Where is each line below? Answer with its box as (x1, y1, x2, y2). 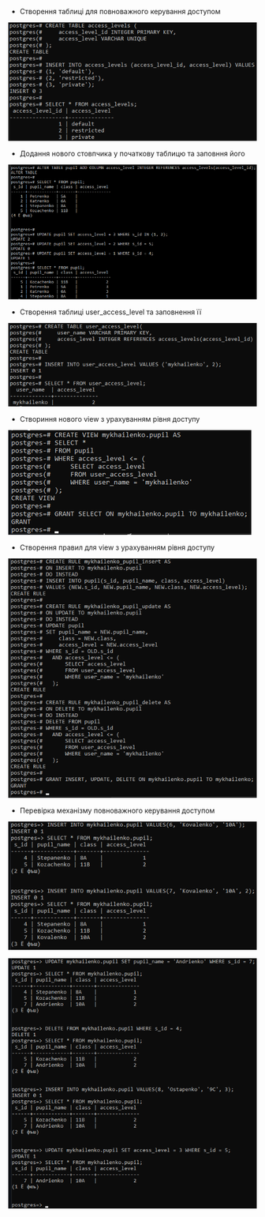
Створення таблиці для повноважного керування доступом (19, 7, 221, 16)
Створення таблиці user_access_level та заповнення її (19, 307, 202, 317)
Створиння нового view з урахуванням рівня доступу (19, 414, 200, 423)
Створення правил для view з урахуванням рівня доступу (19, 543, 215, 552)
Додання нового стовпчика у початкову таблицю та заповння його (19, 148, 246, 158)
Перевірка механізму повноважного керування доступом (19, 806, 215, 816)
